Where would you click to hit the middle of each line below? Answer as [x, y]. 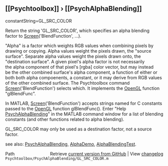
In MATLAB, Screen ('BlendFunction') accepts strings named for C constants [84, 103]
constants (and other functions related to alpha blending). [65, 119]
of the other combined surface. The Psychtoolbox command [67, 83]
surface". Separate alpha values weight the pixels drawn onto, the [73, 56]
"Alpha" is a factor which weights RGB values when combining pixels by [79, 46]
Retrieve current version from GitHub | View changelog [107, 153]
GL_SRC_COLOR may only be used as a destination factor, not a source [78, 129]
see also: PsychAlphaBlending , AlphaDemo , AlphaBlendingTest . [71, 144]
